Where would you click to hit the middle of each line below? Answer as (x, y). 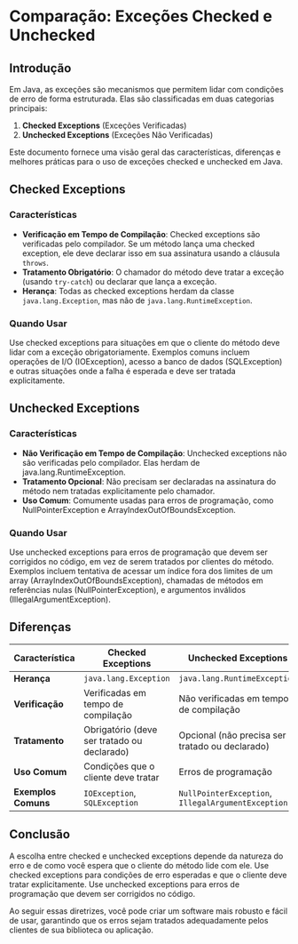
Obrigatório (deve (121, 729)
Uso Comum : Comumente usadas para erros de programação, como (148, 500)
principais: (28, 108)
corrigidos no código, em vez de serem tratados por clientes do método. (142, 561)
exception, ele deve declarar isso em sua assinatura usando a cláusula (151, 253)
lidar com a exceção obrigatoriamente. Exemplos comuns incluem (129, 352)
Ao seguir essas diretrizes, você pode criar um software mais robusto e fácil (149, 911)
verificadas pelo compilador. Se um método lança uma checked (138, 244)
